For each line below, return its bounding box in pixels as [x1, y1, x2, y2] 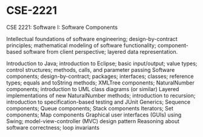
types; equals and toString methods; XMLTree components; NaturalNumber [6, 79, 195, 86]
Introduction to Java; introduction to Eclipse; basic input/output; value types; [6, 60, 198, 67]
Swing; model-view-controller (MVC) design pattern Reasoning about [6, 117, 180, 124]
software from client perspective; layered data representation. [23, 48, 178, 55]
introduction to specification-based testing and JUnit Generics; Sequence [6, 98, 191, 106]
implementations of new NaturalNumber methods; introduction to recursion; [6, 92, 196, 99]
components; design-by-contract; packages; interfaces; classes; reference [6, 72, 194, 80]
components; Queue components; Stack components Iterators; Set [6, 104, 174, 112]
